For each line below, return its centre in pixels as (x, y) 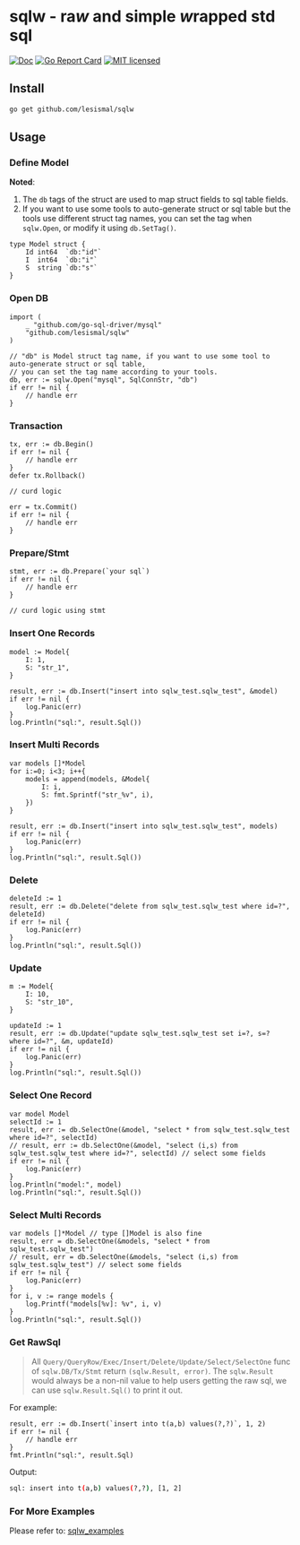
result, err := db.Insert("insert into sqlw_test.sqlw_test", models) (144, 826)
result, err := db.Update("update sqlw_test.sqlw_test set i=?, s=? (140, 1034)
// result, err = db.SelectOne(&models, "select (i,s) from (124, 1256)
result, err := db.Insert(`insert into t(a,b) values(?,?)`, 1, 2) (138, 1424)
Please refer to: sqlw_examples (67, 1531)
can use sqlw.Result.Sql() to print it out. (107, 1390)
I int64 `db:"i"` (62, 260)
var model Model (39, 1114)
